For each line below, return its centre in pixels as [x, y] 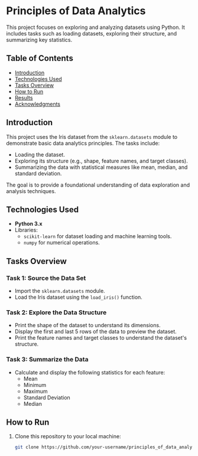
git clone [27, 447]
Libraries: [26, 230]
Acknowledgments [38, 104]
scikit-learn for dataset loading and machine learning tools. [98, 236]
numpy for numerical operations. [62, 243]
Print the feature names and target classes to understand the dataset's [101, 338]
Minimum [35, 385]
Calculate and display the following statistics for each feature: [90, 372]
